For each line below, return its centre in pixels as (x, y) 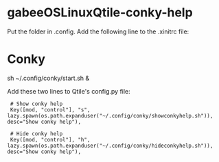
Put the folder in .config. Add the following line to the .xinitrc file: (98, 31)
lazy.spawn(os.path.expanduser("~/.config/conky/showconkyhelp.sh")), (110, 116)
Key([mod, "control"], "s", (50, 110)
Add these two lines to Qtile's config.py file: (69, 91)
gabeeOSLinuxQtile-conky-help (100, 13)
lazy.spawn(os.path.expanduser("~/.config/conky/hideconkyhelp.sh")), (110, 146)
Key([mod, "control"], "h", (50, 139)
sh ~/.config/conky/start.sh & (48, 78)
